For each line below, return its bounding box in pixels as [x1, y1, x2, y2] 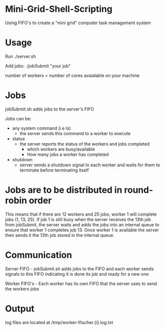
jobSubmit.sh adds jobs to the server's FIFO [5, 106, 95, 112]
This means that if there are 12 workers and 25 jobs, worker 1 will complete [5, 211, 157, 217]
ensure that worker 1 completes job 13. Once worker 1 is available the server [5, 227, 159, 233]
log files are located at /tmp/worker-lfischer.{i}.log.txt [5, 319, 113, 325]
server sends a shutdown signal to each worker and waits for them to [19, 162, 161, 168]
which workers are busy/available [27, 146, 95, 152]
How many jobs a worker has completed [27, 151, 109, 157]
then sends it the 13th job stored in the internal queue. [5, 232, 115, 238]
